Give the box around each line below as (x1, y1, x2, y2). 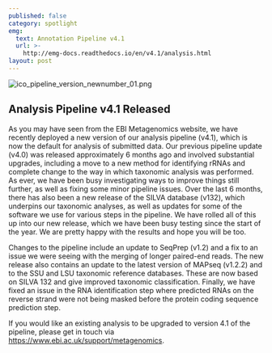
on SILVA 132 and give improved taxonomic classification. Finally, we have (8, 276, 256, 287)
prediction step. (8, 302, 61, 312)
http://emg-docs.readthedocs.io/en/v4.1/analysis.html (23, 49, 212, 57)
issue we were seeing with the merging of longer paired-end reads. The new (8, 251, 264, 261)
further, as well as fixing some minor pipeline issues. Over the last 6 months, (8, 183, 263, 194)
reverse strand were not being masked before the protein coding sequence (8, 294, 259, 304)
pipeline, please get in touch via (8, 326, 115, 336)
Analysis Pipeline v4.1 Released (8, 103, 172, 116)
